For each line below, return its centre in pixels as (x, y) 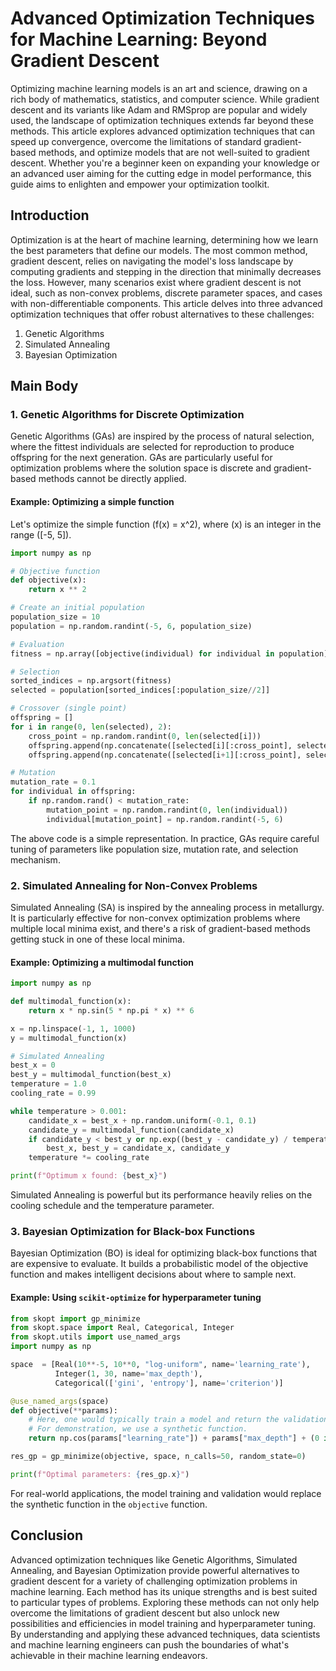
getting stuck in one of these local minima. (97, 939)
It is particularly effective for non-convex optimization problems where (155, 918)
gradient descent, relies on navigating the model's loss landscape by (152, 261)
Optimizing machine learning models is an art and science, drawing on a (159, 88)
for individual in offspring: (73, 792)
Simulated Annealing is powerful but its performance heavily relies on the (161, 1195)
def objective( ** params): (64, 1410)
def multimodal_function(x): (71, 1002)
